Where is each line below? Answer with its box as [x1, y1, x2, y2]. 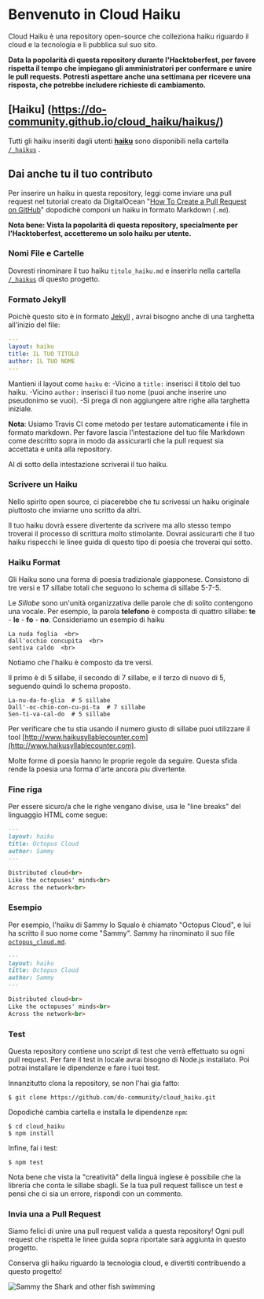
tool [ [8, 733, 25, 742]
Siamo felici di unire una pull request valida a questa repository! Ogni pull [8, 1227, 244, 1236]
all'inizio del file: [8, 320, 60, 329]
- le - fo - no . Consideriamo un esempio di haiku [8, 615, 165, 624]
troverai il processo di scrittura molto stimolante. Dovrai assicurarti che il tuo [8, 528, 255, 538]
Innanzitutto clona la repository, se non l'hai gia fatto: [8, 1079, 180, 1088]
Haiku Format [8, 557, 61, 568]
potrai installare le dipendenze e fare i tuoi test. [8, 1063, 161, 1073]
